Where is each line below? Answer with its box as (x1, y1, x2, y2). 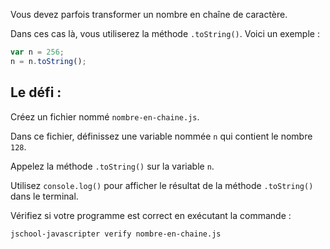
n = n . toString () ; (10, 56, 87, 66)
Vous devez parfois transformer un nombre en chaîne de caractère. (10, 9, 288, 20)
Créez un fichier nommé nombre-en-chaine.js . (10, 110, 200, 123)
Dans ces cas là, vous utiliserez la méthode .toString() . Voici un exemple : (10, 28, 320, 39)
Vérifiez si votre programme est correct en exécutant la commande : (10, 209, 292, 221)
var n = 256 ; (10, 47, 65, 57)
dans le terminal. (10, 190, 79, 202)
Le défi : (10, 84, 62, 101)
